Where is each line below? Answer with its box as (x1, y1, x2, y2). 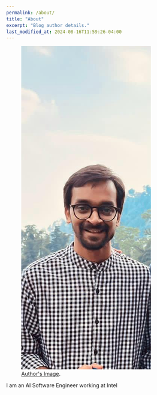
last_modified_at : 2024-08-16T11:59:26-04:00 (6, 29, 122, 35)
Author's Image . (21, 370, 61, 378)
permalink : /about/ (6, 10, 55, 16)
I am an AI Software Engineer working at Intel (6, 382, 118, 389)
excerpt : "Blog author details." (6, 22, 90, 28)
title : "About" (6, 16, 44, 22)
